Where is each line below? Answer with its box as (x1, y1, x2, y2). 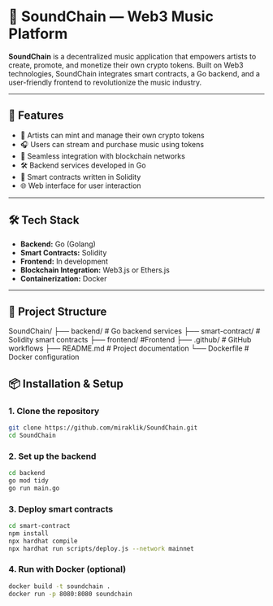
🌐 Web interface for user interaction (19, 181, 141, 190)
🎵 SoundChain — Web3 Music (8, 7, 214, 26)
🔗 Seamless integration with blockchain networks (19, 150, 185, 161)
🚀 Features (8, 109, 64, 123)
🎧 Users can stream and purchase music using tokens (19, 139, 205, 149)
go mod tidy (8, 476, 49, 485)
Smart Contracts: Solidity (19, 247, 107, 257)
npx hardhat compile (8, 537, 79, 545)
